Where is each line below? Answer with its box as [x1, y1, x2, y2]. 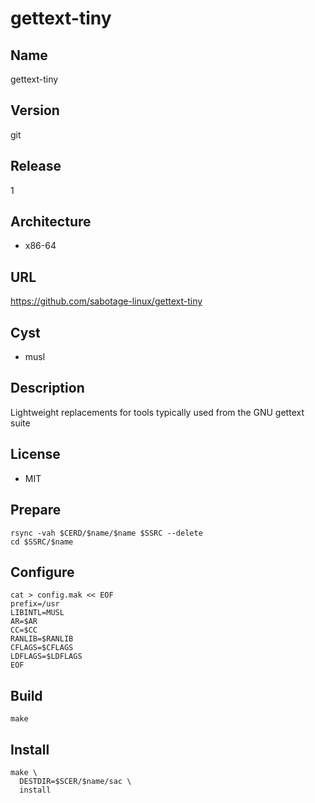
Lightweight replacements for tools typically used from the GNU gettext [10, 406, 305, 418]
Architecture [10, 213, 92, 231]
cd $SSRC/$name [10, 537, 74, 547]
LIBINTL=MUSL [10, 608, 65, 618]
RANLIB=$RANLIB [10, 634, 74, 644]
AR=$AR [10, 617, 38, 627]
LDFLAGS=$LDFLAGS [10, 652, 83, 662]
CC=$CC [10, 625, 38, 636]
